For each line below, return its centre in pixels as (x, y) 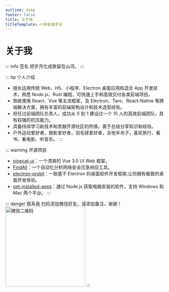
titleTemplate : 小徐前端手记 (34, 24)
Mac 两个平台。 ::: (32, 193)
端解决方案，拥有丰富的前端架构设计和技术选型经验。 (69, 107)
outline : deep (20, 10)
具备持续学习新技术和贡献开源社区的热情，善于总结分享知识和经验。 (84, 126)
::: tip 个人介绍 (20, 77)
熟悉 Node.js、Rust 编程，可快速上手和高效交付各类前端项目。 (87, 95)
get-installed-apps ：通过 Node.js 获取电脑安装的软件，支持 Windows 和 (88, 187)
